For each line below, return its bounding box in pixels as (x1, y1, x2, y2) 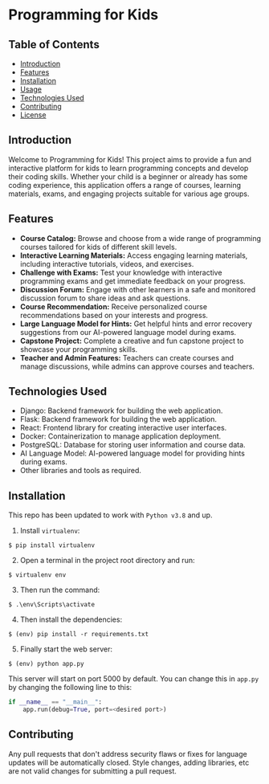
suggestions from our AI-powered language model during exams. (19, 327, 237, 337)
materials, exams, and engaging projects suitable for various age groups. (8, 189, 251, 198)
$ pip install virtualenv (8, 541, 95, 549)
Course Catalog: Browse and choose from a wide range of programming (19, 233, 262, 243)
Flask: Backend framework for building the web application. (19, 414, 217, 424)
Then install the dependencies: (19, 615, 123, 624)
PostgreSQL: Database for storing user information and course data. (19, 440, 247, 450)
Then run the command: (19, 585, 100, 595)
